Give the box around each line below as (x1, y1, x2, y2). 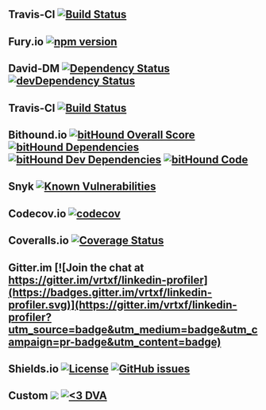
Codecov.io (8, 207, 67, 220)
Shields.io (8, 362, 60, 375)
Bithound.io (8, 128, 67, 141)
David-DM (8, 62, 60, 75)
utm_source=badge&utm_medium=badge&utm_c (8, 323, 258, 336)
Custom (8, 389, 48, 403)
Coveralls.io (8, 234, 69, 247)
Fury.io (8, 35, 44, 48)
